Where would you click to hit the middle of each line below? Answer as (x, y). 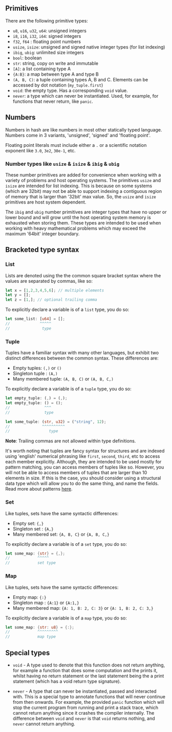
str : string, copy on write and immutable (56, 63)
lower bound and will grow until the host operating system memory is (78, 217)
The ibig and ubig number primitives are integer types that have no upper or (86, 212)
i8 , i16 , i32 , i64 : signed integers (47, 36)
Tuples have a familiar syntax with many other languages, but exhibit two (82, 353)
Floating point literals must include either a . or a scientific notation (76, 145)
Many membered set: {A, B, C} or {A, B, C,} (61, 534)
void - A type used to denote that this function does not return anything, (89, 665)
